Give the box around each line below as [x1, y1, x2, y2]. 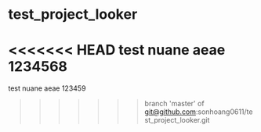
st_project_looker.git [144, 116, 210, 125]
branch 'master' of [144, 99, 205, 109]
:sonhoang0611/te [195, 107, 253, 116]
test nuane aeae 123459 [8, 84, 86, 93]
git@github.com [144, 107, 197, 116]
